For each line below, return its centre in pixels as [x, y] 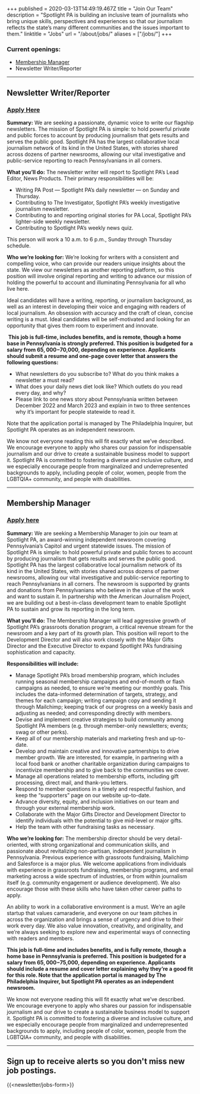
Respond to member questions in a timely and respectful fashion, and [100, 789]
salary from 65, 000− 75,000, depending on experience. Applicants [91, 962]
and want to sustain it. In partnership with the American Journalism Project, [99, 596]
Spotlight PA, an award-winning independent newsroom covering [86, 539]
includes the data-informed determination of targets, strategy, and [96, 694]
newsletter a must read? [45, 380]
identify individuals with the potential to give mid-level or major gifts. [99, 820]
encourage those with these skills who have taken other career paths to [94, 889]
